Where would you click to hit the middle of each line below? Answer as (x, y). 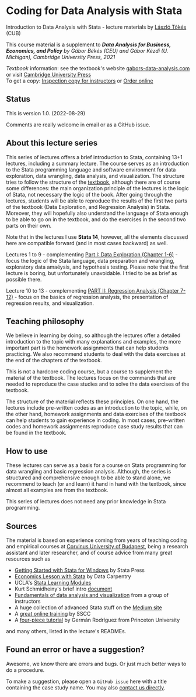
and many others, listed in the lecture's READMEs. (66, 631)
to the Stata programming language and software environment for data (91, 169)
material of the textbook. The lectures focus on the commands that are (91, 378)
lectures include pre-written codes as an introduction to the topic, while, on (97, 408)
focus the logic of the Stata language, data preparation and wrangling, (90, 260)
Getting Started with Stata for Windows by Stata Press (79, 570)
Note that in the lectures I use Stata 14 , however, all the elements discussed (97, 237)
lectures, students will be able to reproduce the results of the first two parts (97, 201)
